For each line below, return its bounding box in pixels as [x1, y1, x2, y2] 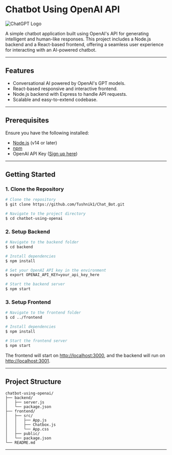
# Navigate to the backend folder [5, 240, 79, 245]
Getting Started [5, 170, 56, 179]
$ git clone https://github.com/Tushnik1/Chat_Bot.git [5, 202, 125, 207]
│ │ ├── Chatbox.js [5, 422, 56, 427]
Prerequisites [5, 116, 49, 125]
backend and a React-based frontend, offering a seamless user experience [5, 41, 164, 47]
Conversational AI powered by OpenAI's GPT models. [12, 80, 126, 86]
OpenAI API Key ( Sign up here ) [12, 150, 78, 157]
